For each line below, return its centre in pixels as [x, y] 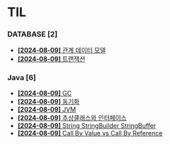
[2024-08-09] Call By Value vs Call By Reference [90, 133]
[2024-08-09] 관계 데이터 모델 [61, 51]
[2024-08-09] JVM [47, 109]
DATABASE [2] [32, 34]
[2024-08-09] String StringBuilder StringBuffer [87, 125]
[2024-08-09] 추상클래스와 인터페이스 [72, 117]
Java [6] [22, 78]
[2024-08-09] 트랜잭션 [51, 59]
